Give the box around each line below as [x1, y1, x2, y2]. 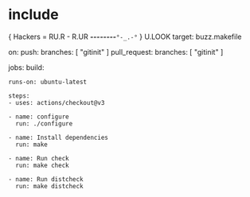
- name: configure [8, 113, 69, 121]
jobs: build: [8, 62, 45, 72]
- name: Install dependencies [8, 133, 109, 141]
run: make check [15, 161, 69, 169]
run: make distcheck [15, 182, 84, 190]
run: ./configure [15, 119, 73, 128]
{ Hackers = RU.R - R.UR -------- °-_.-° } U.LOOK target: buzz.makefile [8, 32, 242, 41]
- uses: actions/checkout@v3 [8, 98, 105, 106]
